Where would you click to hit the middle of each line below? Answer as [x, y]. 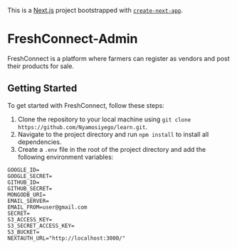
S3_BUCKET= [23, 232]
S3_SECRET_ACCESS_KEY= [41, 226]
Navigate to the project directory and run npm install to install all [113, 134]
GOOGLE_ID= [23, 170]
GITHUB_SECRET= [30, 188]
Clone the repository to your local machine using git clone [104, 119]
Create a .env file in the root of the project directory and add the [112, 149]
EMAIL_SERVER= [28, 201]
